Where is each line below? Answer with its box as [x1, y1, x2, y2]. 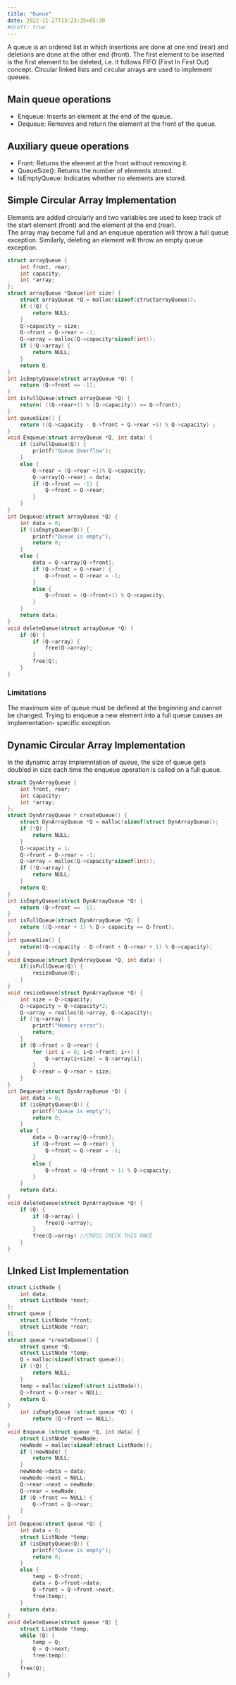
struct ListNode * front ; [20, 1317, 93, 1324]
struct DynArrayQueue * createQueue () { [7, 812, 128, 819]
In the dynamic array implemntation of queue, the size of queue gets [7, 758, 206, 766]
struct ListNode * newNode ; [20, 1435, 99, 1442]
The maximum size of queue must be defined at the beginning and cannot [7, 704, 222, 712]
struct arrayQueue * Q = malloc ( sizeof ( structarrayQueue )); [20, 296, 197, 304]
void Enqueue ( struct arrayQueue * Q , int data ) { [7, 434, 153, 442]
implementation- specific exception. [7, 719, 112, 727]
